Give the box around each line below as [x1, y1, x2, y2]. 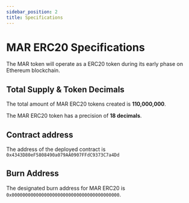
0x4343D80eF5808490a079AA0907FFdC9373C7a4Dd [6, 152, 120, 158]
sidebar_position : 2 [6, 8, 58, 15]
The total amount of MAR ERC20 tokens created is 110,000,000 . [6, 100, 167, 108]
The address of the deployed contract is [6, 146, 106, 153]
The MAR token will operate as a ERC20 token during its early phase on [6, 60, 184, 68]
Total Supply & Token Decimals [6, 84, 125, 94]
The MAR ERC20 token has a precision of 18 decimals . [6, 112, 142, 120]
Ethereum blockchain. [6, 67, 60, 74]
